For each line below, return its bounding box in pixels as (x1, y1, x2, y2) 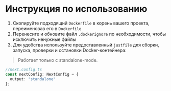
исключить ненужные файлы (12, 36, 76, 42)
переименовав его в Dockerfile (12, 25, 82, 31)
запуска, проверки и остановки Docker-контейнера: (12, 47, 127, 53)
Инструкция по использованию (5, 3, 148, 15)
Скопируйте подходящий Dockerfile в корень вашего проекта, (12, 20, 150, 26)
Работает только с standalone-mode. (17, 57, 98, 63)
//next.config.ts (5, 67, 42, 72)
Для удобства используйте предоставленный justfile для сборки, (12, 41, 159, 48)
